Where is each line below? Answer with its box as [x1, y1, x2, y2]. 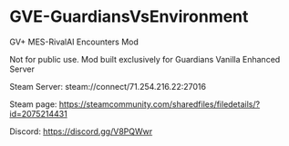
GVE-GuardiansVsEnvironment [9, 6, 249, 27]
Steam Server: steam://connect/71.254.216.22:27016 [9, 81, 207, 92]
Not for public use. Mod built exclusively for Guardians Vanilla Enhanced [9, 54, 281, 64]
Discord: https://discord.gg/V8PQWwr [9, 125, 153, 137]
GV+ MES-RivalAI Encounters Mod [9, 36, 139, 47]
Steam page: [9, 98, 57, 110]
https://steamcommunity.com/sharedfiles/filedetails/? [58, 98, 261, 110]
